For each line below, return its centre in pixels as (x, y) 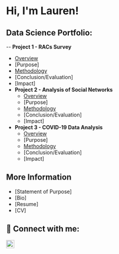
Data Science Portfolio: (49, 33)
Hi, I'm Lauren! (42, 11)
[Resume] (27, 204)
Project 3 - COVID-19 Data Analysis (59, 127)
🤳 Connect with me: (43, 229)
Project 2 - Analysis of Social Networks (64, 89)
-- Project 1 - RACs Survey (39, 47)
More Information (39, 178)
